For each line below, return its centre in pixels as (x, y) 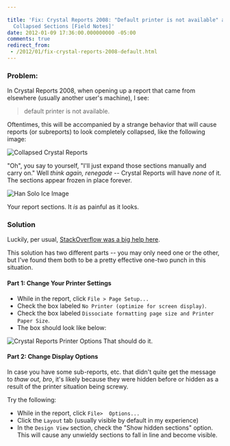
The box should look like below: (62, 327)
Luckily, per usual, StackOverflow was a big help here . (84, 239)
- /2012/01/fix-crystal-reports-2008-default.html (84, 52)
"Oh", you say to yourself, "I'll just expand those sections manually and (107, 166)
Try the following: (32, 399)
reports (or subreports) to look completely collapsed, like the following (106, 132)
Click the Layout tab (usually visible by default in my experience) (108, 420)
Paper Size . (33, 320)
